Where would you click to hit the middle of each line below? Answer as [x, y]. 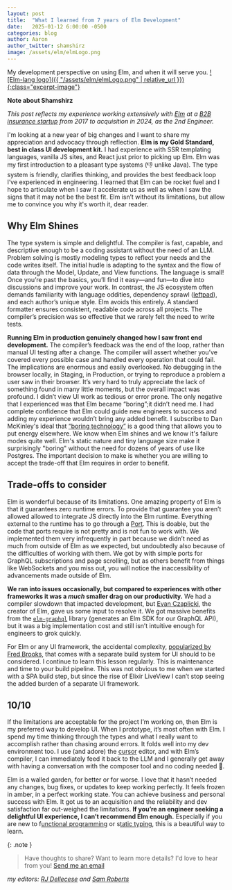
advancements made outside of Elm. [60, 575]
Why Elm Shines [43, 226]
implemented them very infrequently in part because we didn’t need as [108, 538]
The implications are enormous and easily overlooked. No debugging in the [114, 367]
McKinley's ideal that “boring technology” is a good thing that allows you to [115, 426]
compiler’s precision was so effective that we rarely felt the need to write [111, 316]
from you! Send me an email [64, 866]
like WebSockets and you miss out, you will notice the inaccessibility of [108, 568]
